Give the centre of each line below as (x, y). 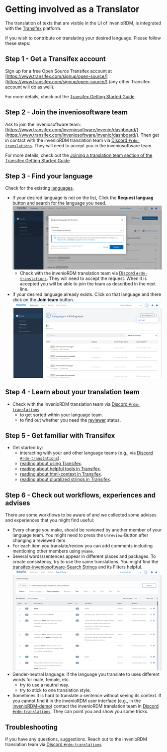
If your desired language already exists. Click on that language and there (87, 294)
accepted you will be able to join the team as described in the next (88, 284)
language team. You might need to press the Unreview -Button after (80, 535)
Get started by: (28, 448)
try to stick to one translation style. (55, 690)
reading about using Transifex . (51, 464)
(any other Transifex (129, 81)
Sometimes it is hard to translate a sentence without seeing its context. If (87, 696)
